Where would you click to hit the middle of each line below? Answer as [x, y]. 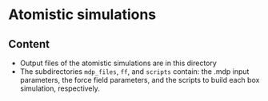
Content [29, 44]
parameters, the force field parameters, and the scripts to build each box [140, 80]
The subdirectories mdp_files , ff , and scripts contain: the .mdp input [134, 72]
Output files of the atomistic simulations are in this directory [118, 63]
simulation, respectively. [60, 88]
